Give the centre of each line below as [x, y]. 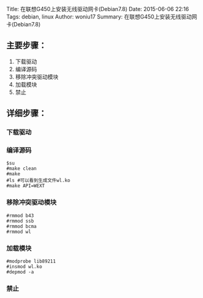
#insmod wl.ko [24, 267]
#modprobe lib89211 [31, 262]
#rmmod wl [19, 232]
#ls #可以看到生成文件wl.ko [38, 181]
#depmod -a [20, 272]
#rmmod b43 [20, 216]
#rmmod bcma [21, 226]
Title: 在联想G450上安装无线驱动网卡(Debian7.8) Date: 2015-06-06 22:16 [98, 9]
